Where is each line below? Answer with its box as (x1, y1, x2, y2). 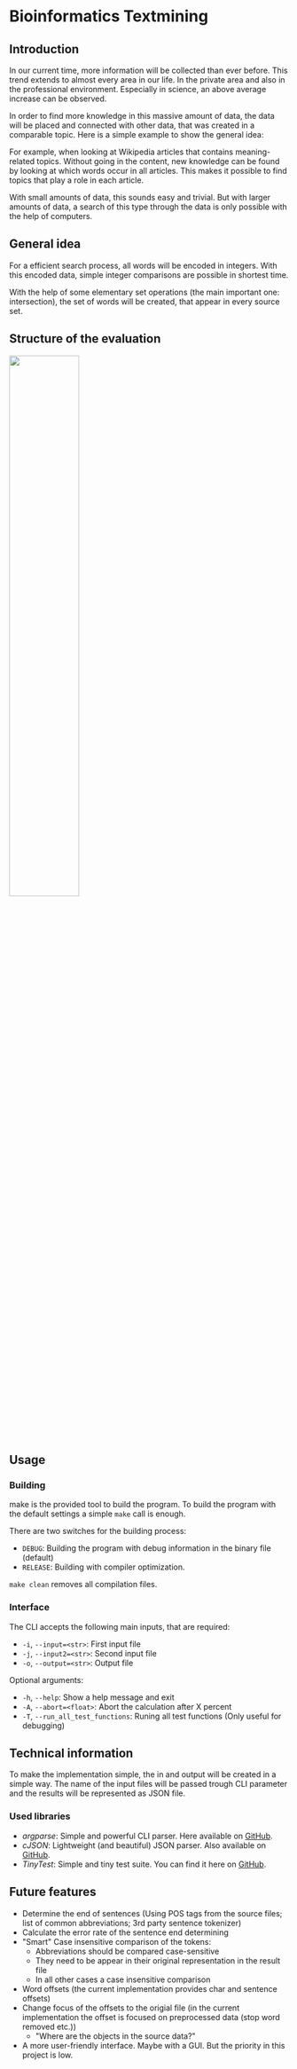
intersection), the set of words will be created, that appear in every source (9, 295, 280, 307)
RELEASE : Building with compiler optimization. (21, 1562, 185, 1572)
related (9, 156, 35, 166)
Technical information (9, 1746, 134, 1760)
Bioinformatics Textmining (9, 6, 208, 27)
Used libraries (9, 1810, 71, 1822)
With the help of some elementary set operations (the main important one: (9, 287, 280, 297)
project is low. (21, 2049, 74, 2060)
